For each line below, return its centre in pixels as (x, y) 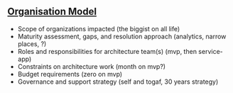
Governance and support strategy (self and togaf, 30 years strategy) (118, 82)
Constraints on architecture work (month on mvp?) (91, 66)
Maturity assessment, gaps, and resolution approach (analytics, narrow (122, 36)
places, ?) (32, 44)
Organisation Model (52, 12)
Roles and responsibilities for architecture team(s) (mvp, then (107, 51)
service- (211, 51)
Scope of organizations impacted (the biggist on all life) (99, 28)
